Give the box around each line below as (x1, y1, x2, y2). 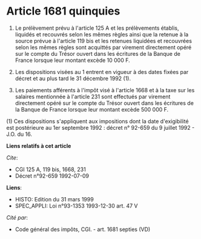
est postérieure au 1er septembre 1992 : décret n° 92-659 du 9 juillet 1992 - (6, 124, 195, 131)
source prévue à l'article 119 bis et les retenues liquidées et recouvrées (15, 37, 193, 44)
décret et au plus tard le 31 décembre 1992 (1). (15, 75, 131, 82)
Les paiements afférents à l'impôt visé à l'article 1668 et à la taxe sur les (15, 86, 195, 93)
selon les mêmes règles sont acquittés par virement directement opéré (15, 44, 192, 51)
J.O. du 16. (6, 130, 32, 138)
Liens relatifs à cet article (6, 142, 71, 149)
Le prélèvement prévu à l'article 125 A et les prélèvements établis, (15, 24, 179, 32)
